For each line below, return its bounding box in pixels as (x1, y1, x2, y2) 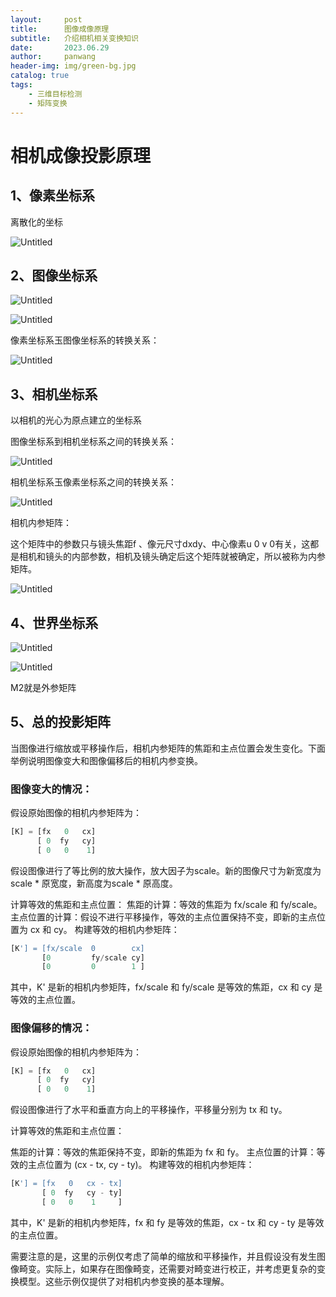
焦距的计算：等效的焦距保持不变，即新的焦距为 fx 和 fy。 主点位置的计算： (10, 1146, 317, 1158)
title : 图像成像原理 (10, 24, 110, 34)
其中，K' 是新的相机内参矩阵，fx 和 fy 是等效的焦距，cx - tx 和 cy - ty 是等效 (10, 1216, 325, 1228)
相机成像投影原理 (10, 144, 152, 167)
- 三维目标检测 (28, 89, 83, 99)
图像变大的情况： (10, 782, 93, 796)
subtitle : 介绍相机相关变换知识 (10, 33, 139, 43)
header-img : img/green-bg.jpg (10, 61, 137, 71)
